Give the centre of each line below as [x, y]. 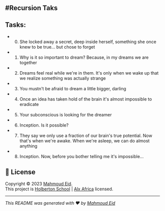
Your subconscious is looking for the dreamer [66, 115]
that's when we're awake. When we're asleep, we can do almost [84, 141]
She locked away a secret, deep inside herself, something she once [88, 42]
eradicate [29, 105]
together [28, 63]
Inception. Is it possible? [44, 125]
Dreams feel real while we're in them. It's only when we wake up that [89, 73]
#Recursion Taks [31, 8]
